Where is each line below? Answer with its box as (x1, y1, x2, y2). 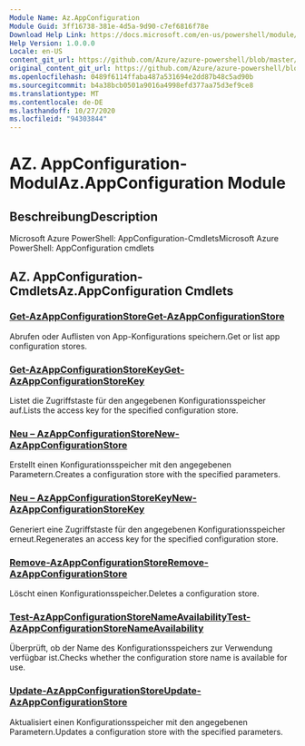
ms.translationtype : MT (9, 89, 100, 98)
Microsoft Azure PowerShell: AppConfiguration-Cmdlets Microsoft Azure (9, 233, 280, 244)
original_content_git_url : (9, 64, 112, 74)
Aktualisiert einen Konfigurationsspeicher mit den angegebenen (9, 716, 248, 727)
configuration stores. (9, 340, 88, 351)
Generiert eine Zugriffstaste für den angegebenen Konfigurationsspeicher (9, 524, 286, 535)
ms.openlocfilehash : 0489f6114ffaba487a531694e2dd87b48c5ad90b (9, 73, 254, 82)
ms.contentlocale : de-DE (9, 97, 103, 107)
